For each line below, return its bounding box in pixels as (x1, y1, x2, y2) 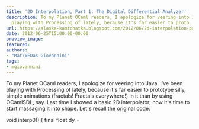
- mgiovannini (6, 63, 41, 70)
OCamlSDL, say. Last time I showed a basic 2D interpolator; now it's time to (6, 99, 190, 106)
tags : (6, 58, 20, 64)
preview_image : (6, 36, 44, 42)
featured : (6, 42, 31, 48)
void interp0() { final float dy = (6, 117, 80, 124)
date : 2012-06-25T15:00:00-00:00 (6, 31, 89, 37)
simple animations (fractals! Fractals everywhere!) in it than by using (6, 92, 173, 99)
